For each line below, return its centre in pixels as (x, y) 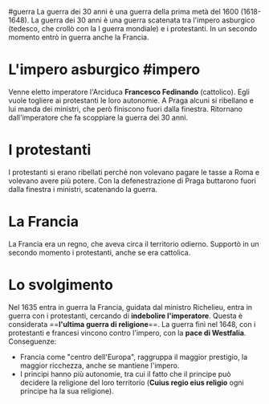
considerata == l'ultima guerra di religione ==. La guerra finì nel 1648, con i (132, 324)
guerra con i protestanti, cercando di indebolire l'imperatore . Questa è (126, 316)
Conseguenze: (33, 341)
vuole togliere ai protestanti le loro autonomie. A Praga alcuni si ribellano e (131, 100)
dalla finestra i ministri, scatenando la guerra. (83, 189)
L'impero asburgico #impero (104, 69)
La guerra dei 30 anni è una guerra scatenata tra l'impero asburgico (143, 20)
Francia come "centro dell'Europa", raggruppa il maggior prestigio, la (134, 357)
